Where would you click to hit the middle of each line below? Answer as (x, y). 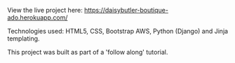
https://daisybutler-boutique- (126, 10)
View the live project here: (45, 10)
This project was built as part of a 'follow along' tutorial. (88, 52)
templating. (23, 38)
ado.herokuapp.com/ (38, 17)
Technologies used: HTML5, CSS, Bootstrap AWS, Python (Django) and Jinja (118, 31)
